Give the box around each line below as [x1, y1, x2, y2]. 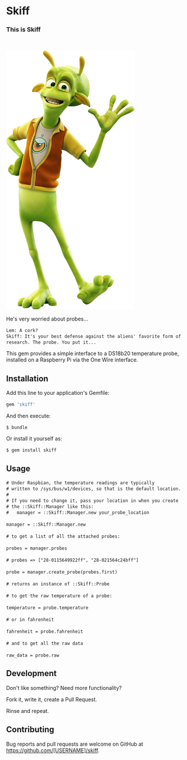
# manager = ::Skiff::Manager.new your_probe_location [6, 510, 150, 516]
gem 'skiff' [6, 401, 36, 408]
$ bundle [6, 425, 28, 431]
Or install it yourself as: [6, 435, 62, 442]
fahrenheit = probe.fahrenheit [6, 629, 83, 635]
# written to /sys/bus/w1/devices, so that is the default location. [6, 486, 182, 492]
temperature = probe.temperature [6, 605, 89, 611]
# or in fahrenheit [6, 617, 54, 623]
